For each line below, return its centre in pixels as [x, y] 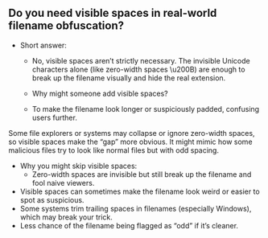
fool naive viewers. [63, 183]
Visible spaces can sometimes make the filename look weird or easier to [140, 191]
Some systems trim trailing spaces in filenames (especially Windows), [136, 208]
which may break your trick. [66, 217]
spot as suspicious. [52, 199]
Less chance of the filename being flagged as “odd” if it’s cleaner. [129, 225]
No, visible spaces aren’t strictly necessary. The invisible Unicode [141, 60]
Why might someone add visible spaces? [100, 93]
